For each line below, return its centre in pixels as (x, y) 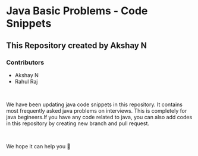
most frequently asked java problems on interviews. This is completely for (97, 110)
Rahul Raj (26, 81)
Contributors (25, 62)
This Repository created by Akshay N (77, 45)
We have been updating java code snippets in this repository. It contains (95, 104)
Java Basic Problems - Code (77, 11)
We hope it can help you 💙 (38, 146)
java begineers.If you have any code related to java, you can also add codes (99, 117)
